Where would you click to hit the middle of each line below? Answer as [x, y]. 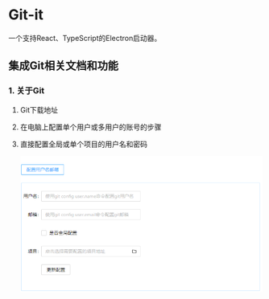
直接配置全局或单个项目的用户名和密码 [83, 144]
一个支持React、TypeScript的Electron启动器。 [85, 38]
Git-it [26, 15]
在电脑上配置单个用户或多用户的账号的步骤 [91, 127]
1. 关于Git [27, 91]
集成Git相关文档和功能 [64, 66]
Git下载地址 [39, 109]
